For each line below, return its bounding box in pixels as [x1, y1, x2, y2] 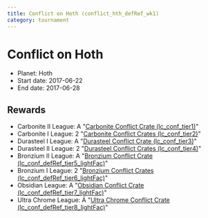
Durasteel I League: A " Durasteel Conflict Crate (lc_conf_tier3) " [17, 137, 197, 145]
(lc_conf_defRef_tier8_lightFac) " [17, 203, 108, 212]
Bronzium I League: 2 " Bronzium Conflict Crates [17, 167, 154, 175]
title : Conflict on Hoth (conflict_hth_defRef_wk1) [7, 10, 159, 17]
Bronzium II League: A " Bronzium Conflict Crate [17, 152, 153, 160]
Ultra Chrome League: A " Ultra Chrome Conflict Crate [17, 196, 171, 204]
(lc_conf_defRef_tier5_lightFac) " [17, 159, 108, 167]
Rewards [7, 104, 46, 116]
